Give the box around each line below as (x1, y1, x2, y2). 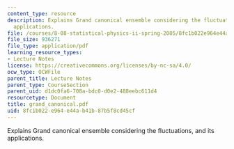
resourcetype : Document (7, 95, 77, 102)
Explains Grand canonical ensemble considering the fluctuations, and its (7, 126, 214, 134)
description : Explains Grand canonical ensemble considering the (7, 17, 201, 24)
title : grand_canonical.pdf (7, 101, 89, 108)
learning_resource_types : (7, 49, 82, 56)
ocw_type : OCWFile (7, 68, 61, 75)
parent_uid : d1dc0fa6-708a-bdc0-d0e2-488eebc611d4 (7, 88, 157, 95)
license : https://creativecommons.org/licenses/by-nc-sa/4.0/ (7, 62, 192, 69)
